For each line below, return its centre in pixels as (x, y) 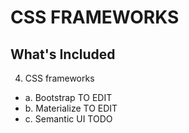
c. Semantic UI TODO (68, 119)
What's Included (63, 54)
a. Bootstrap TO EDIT (68, 97)
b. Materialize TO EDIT (71, 108)
